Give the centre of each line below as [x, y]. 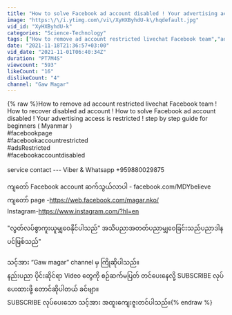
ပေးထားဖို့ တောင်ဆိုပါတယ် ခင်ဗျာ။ [53, 289]
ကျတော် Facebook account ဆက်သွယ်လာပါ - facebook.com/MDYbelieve [109, 187]
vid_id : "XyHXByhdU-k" [40, 26]
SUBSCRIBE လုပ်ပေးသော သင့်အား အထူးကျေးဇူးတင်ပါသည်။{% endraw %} [110, 303]
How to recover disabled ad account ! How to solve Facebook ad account [112, 111]
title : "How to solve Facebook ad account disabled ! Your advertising [112, 13]
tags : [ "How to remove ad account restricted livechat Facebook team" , [112, 39]
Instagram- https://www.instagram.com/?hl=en [73, 211]
